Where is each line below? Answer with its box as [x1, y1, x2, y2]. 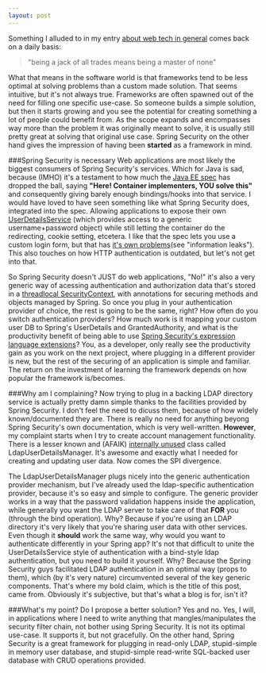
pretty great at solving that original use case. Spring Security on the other [8, 132, 249, 141]
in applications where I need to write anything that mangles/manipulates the [8, 613, 256, 623]
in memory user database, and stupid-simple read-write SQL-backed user [8, 647, 251, 656]
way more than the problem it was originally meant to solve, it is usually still [8, 123, 255, 133]
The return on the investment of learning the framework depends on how [8, 364, 248, 374]
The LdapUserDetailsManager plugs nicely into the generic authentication [8, 471, 250, 481]
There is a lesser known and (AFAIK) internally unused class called [8, 439, 226, 448]
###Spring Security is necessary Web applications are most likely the [8, 156, 236, 165]
